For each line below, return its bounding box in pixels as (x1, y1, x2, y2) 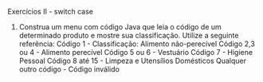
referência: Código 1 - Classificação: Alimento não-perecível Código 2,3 (18, 39, 256, 49)
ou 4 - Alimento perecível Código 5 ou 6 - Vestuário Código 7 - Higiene (18, 48, 253, 57)
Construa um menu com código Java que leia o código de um (18, 22, 222, 31)
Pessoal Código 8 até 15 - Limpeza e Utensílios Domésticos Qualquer (18, 56, 246, 65)
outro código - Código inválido (18, 64, 120, 74)
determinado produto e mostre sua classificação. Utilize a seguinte (18, 31, 239, 40)
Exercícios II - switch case (7, 7, 93, 16)
